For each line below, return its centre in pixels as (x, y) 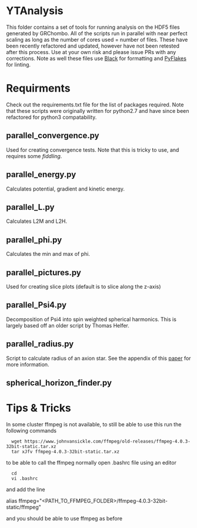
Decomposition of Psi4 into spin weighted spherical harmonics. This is (91, 319)
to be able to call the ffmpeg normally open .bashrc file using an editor (91, 462)
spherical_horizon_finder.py (59, 382)
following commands (31, 430)
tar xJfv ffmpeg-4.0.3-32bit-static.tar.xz (65, 452)
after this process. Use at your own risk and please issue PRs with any (91, 52)
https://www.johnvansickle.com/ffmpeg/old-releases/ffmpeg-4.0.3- (108, 441)
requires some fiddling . (34, 156)
